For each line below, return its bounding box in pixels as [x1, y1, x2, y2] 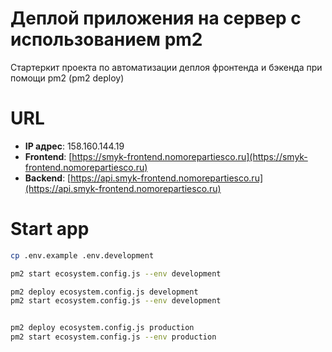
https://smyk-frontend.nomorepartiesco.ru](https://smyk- [71, 150, 308, 162]
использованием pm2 [10, 28, 203, 51]
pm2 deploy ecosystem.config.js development [10, 287, 199, 297]
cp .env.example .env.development [10, 250, 155, 261]
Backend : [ [24, 172, 72, 184]
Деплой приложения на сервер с [10, 7, 302, 30]
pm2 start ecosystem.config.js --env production [10, 332, 217, 342]
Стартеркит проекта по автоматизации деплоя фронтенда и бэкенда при [10, 61, 323, 73]
